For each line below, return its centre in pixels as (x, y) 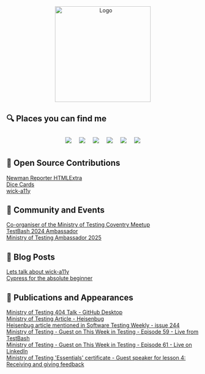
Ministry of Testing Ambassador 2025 (54, 237)
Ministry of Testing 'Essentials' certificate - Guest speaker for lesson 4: (96, 358)
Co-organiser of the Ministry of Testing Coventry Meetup (78, 225)
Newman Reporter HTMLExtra (44, 178)
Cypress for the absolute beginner (50, 279)
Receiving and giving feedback (45, 364)
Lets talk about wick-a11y (38, 272)
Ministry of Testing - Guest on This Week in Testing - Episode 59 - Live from (102, 332)
